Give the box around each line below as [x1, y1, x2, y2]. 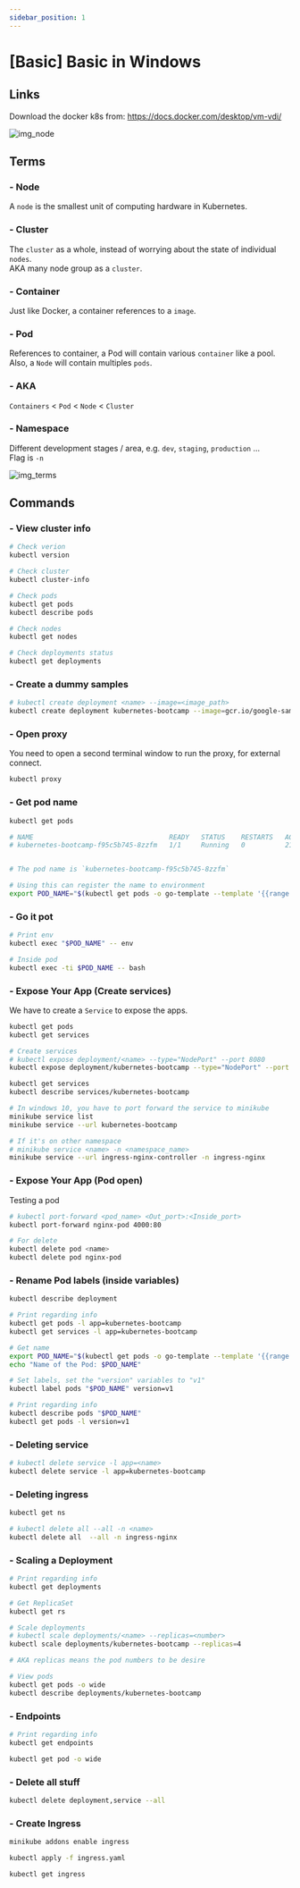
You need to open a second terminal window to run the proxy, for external [9, 748, 281, 759]
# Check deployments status [9, 649, 114, 658]
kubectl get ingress [9, 1869, 87, 1878]
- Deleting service [9, 1438, 89, 1451]
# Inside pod [9, 955, 58, 964]
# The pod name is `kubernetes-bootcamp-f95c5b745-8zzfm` [9, 864, 229, 874]
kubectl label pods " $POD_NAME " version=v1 [9, 1385, 174, 1394]
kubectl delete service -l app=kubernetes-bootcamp [9, 1467, 205, 1476]
